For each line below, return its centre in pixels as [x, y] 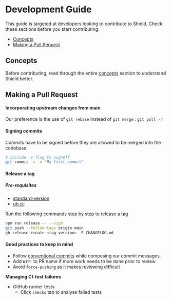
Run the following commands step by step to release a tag [67, 214]
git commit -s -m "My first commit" [44, 162]
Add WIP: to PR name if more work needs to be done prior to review [84, 261]
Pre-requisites [21, 185]
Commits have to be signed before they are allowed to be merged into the [83, 142]
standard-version [31, 198]
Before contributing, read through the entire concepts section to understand [86, 73]
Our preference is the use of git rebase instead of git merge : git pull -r [84, 119]
